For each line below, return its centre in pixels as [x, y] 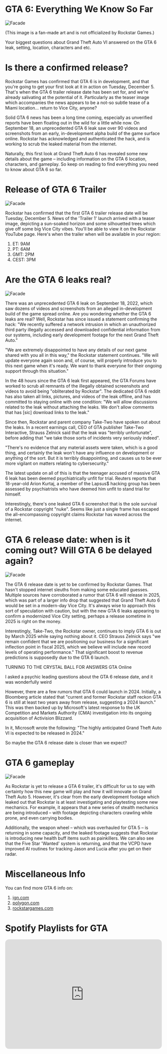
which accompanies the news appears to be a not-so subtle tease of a [77, 103]
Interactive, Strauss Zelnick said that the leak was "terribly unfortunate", [79, 432]
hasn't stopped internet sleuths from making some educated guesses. [77, 589]
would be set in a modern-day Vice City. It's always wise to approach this [80, 605]
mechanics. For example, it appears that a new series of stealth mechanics [82, 807]
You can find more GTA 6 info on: [39, 888]
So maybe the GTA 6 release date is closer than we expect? [66, 742]
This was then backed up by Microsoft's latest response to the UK [73, 707]
